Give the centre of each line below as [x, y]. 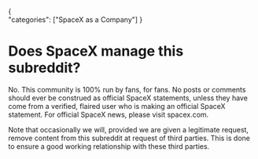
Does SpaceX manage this [96, 51]
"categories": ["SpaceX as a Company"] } [76, 20]
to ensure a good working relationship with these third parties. [109, 146]
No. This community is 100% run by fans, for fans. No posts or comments [127, 89]
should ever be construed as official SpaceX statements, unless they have [128, 98]
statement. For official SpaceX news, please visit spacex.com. [109, 114]
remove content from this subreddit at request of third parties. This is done [129, 138]
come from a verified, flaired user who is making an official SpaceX [117, 106]
